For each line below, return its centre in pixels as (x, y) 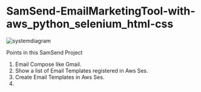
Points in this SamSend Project (44, 52)
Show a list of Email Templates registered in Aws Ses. (81, 70)
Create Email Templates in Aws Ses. (60, 77)
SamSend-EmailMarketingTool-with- (101, 11)
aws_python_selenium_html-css (90, 24)
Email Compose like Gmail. (48, 64)
